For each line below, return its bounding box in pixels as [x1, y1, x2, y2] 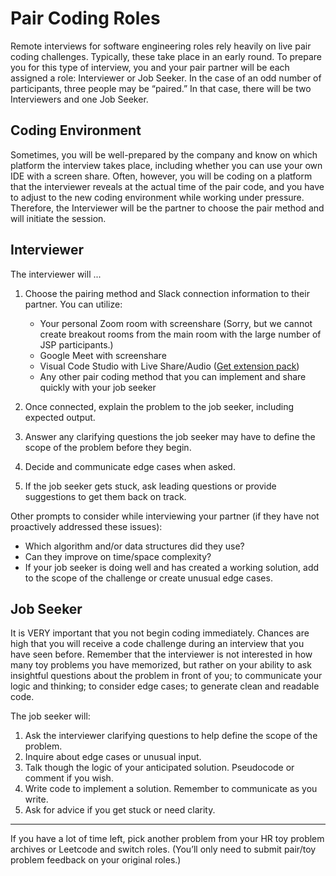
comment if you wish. [24, 772, 114, 784]
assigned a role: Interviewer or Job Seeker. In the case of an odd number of [10, 72, 322, 84]
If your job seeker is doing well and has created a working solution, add [24, 561, 320, 573]
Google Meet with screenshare [39, 349, 167, 361]
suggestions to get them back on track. [24, 490, 187, 502]
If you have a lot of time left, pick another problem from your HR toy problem [10, 833, 325, 845]
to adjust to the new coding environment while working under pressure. [10, 191, 305, 203]
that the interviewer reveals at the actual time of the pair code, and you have [10, 180, 325, 192]
